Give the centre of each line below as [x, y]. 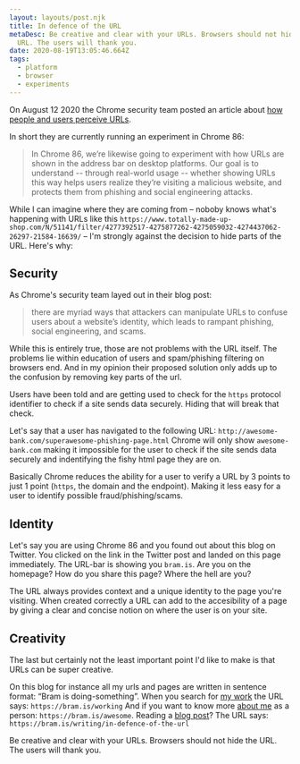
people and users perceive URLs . [71, 119]
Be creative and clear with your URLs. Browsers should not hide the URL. [143, 741]
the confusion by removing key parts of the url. [96, 378]
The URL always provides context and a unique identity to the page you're [146, 591]
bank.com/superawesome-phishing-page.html [89, 441]
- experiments [43, 84]
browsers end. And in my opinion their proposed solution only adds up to [143, 368]
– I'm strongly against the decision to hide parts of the [183, 236]
